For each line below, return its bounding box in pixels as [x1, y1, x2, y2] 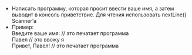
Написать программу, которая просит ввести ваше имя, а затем [11, 5, 174, 12]
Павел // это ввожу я [11, 36, 65, 43]
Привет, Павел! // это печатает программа [11, 42, 119, 49]
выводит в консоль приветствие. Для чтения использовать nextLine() [11, 11, 187, 18]
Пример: [11, 23, 34, 30]
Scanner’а [11, 18, 37, 24]
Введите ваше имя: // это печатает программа [11, 30, 129, 37]
